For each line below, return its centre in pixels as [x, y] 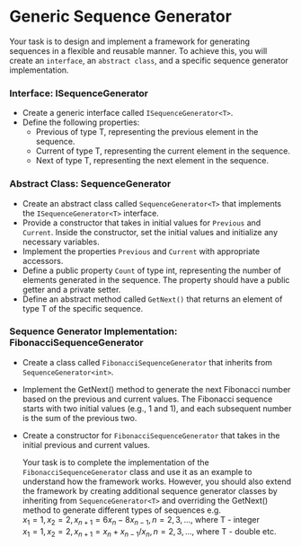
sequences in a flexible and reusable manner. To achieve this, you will [138, 50]
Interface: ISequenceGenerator [79, 93]
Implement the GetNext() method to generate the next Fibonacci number [156, 389]
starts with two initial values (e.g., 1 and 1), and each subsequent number [157, 408]
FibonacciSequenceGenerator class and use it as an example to [137, 471]
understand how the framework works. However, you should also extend [157, 481]
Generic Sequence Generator [120, 17]
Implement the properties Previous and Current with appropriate [141, 251]
